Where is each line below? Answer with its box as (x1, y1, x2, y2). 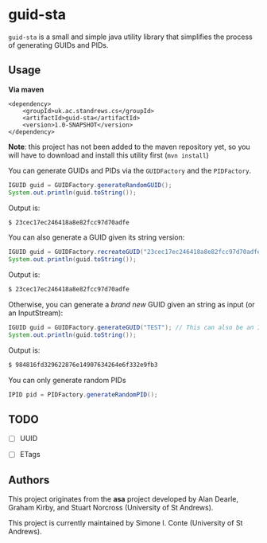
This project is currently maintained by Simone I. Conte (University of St (8, 518, 243, 528)
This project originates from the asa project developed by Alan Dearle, (8, 494, 239, 504)
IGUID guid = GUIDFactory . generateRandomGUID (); (8, 181, 172, 189)
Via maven (8, 84, 44, 94)
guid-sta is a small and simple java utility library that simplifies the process (8, 32, 253, 41)
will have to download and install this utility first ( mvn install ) (8, 150, 209, 160)
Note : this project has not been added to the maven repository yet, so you (8, 142, 250, 151)
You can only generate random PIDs (8, 375, 126, 385)
